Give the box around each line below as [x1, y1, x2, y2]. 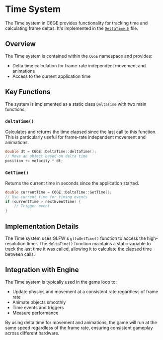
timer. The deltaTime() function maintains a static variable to [26, 240, 151, 246]
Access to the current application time [12, 73, 91, 79]
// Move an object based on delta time [5, 154, 88, 159]
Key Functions [5, 88, 51, 96]
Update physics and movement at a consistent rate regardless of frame [12, 288, 159, 295]
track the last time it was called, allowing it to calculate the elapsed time [5, 246, 152, 252]
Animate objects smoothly [12, 299, 66, 305]
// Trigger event [14, 203, 50, 209]
